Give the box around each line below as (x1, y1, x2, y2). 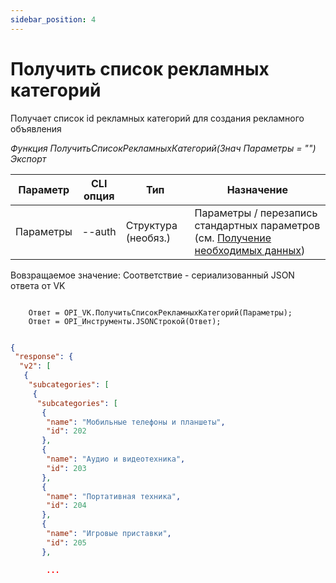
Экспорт (10, 152, 47, 165)
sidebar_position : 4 (10, 14, 97, 25)
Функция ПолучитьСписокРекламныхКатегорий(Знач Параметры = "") (10, 142, 317, 154)
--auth (81, 224, 117, 238)
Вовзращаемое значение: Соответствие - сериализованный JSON (10, 269, 295, 281)
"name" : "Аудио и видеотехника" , (46, 454, 186, 465)
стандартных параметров (194, 218, 321, 232)
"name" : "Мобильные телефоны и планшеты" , (46, 417, 226, 427)
